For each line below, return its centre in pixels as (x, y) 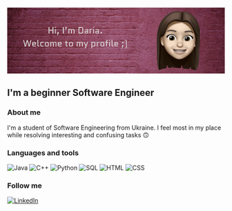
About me (24, 112)
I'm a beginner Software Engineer (81, 93)
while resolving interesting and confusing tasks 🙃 (78, 134)
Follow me (25, 185)
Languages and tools (43, 152)
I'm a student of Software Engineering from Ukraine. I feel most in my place (114, 128)
